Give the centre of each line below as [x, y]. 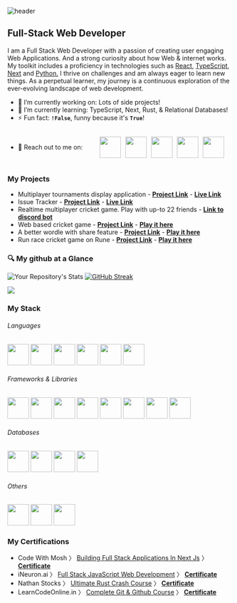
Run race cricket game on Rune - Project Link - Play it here [105, 240]
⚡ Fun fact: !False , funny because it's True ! [81, 117]
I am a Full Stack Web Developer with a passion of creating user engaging [116, 51]
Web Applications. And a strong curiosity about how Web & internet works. [117, 58]
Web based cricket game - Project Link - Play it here [95, 225]
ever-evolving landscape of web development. [75, 88]
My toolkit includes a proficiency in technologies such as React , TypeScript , [118, 65]
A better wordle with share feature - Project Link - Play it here [109, 232]
